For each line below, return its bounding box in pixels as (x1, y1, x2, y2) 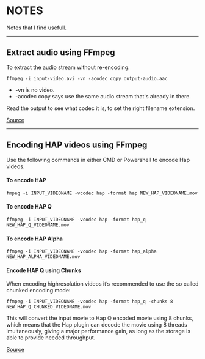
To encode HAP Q (6, 203, 52, 210)
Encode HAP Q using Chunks (6, 267, 81, 274)
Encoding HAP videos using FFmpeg (6, 140, 148, 150)
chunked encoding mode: (6, 287, 71, 294)
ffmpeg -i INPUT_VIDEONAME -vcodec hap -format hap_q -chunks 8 (6, 298, 173, 305)
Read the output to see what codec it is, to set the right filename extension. (6, 105, 195, 112)
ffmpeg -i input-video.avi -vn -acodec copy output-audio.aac (6, 75, 168, 81)
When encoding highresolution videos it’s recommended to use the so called (6, 280, 199, 287)
